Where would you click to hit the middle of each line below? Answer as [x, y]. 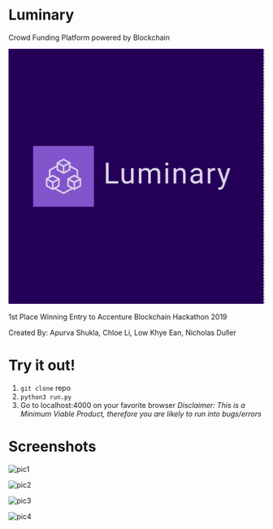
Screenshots [52, 447]
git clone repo [45, 388]
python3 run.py [46, 397]
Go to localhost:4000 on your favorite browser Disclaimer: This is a [132, 405]
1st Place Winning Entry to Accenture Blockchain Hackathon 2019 [118, 317]
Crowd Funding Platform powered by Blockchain [89, 37]
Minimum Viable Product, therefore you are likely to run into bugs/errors [141, 414]
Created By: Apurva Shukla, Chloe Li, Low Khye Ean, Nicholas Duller [123, 332]
